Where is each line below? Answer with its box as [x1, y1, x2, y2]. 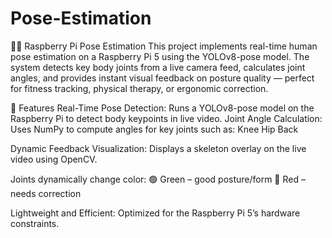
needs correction [10, 187, 82, 199]
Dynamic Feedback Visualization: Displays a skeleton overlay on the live [10, 142, 307, 154]
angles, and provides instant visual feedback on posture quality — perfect [10, 72, 315, 84]
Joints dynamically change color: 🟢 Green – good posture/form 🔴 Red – [10, 173, 306, 185]
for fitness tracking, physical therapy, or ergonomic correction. [10, 82, 269, 94]
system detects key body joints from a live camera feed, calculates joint [10, 61, 306, 73]
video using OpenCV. [10, 153, 98, 165]
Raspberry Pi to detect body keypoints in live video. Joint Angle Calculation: [10, 112, 323, 124]
